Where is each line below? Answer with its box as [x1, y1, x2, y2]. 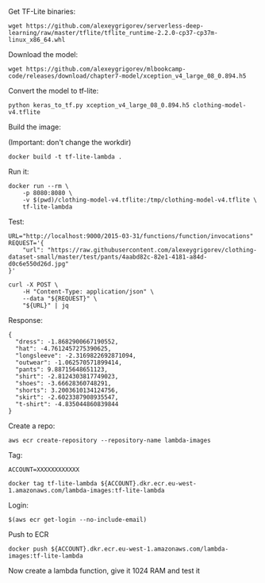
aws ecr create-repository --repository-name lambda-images [8, 436, 212, 444]
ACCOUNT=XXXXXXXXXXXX [8, 466, 80, 474]
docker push [8, 545, 48, 553]
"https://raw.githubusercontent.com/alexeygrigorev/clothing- [47, 246, 258, 254]
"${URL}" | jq [22, 301, 69, 309]
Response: [8, 316, 44, 324]
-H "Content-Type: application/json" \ [22, 288, 155, 296]
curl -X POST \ [8, 281, 59, 289]
